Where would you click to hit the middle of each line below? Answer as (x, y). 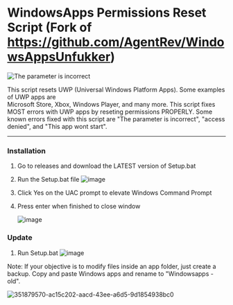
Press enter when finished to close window (79, 207)
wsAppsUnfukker (59, 57)
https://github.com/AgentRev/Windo (116, 42)
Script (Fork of (50, 27)
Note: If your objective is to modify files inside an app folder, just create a (112, 266)
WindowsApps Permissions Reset (107, 13)
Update (20, 238)
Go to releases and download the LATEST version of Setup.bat (106, 166)
